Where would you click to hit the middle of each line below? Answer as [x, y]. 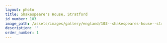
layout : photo [20, 10]
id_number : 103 [21, 19]
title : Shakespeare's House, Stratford [46, 14]
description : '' [22, 28]
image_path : [17, 23]
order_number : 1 [22, 33]
